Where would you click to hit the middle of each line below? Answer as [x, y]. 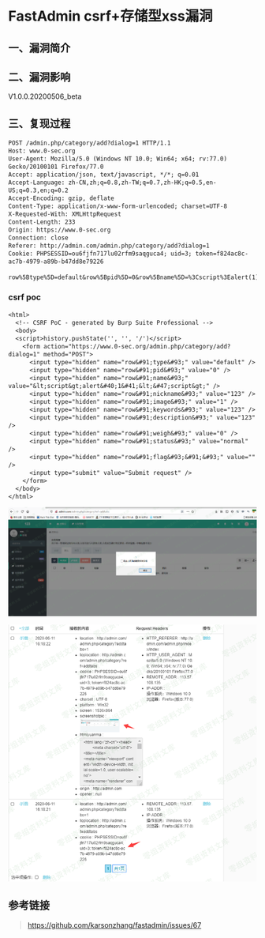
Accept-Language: [37, 183]
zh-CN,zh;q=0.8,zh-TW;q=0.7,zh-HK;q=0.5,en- [142, 183]
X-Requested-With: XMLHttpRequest [65, 214]
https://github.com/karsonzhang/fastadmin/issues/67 [114, 925]
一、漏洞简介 [39, 48]
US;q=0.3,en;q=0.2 [38, 190]
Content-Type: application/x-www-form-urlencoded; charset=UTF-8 [118, 206]
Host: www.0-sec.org [42, 151]
